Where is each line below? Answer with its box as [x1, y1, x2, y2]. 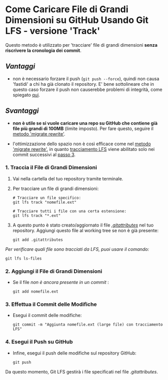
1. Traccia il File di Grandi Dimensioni [5, 164, 97, 171]
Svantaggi [5, 107, 39, 115]
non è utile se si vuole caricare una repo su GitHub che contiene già [12, 120, 158, 126]
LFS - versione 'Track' [5, 25, 100, 37]
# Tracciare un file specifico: [12, 195, 81, 200]
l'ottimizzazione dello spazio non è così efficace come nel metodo [12, 141, 151, 147]
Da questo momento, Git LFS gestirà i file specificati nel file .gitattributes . [5, 368, 158, 374]
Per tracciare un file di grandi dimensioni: [12, 185, 99, 192]
